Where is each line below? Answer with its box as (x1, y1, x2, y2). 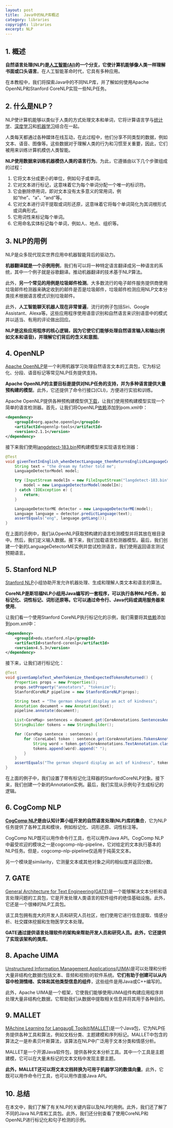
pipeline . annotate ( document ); (14, 708, 80, 714)
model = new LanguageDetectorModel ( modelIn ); (24, 482, 124, 488)
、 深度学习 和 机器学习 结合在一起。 (10, 123, 82, 129)
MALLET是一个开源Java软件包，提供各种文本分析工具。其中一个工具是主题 (5, 1049, 164, 1055)
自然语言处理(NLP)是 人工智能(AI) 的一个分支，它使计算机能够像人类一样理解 (5, 61, 166, 67)
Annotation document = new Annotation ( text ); (14, 703, 114, 708)
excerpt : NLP (5, 27, 33, 32)
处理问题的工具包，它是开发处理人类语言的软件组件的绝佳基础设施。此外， (9, 894, 168, 901)
